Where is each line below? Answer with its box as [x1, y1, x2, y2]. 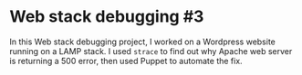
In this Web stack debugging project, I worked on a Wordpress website [9, 36, 276, 47]
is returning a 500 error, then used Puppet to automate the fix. [9, 55, 244, 66]
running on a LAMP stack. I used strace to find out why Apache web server [9, 45, 293, 56]
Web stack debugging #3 [9, 6, 204, 27]
